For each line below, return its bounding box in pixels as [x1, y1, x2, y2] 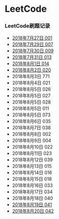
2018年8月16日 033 [12, 183, 53, 189]
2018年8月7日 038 [12, 125, 51, 131]
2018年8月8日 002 [12, 131, 51, 137]
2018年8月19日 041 [12, 202, 52, 208]
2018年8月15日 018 [12, 176, 52, 182]
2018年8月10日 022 [12, 144, 53, 150]
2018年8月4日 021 [12, 80, 50, 86]
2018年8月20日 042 [12, 208, 54, 214]
